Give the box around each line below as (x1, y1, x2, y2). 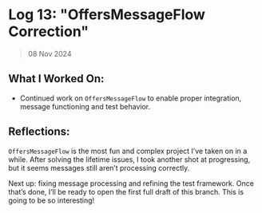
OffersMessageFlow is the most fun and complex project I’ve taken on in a (8, 146, 248, 156)
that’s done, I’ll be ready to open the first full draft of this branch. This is (8, 187, 244, 196)
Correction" (8, 22, 89, 41)
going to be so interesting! (8, 195, 95, 205)
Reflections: (8, 125, 70, 139)
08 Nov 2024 (27, 49, 72, 58)
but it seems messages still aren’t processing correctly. (8, 163, 190, 172)
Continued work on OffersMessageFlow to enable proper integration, (19, 93, 242, 103)
